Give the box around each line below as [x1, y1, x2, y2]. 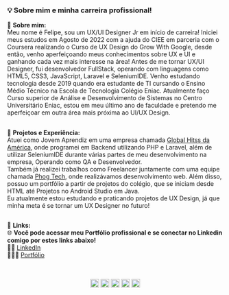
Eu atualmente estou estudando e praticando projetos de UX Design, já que [7, 194, 220, 202]
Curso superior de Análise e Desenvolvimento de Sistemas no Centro [7, 94, 202, 102]
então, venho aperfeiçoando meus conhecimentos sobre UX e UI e [7, 50, 196, 58]
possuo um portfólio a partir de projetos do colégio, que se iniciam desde [7, 179, 215, 187]
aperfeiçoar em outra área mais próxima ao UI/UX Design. [7, 108, 171, 117]
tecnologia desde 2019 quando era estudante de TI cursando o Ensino [7, 80, 206, 88]
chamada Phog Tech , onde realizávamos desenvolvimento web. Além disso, [7, 172, 222, 180]
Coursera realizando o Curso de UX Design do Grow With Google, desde [7, 43, 213, 51]
